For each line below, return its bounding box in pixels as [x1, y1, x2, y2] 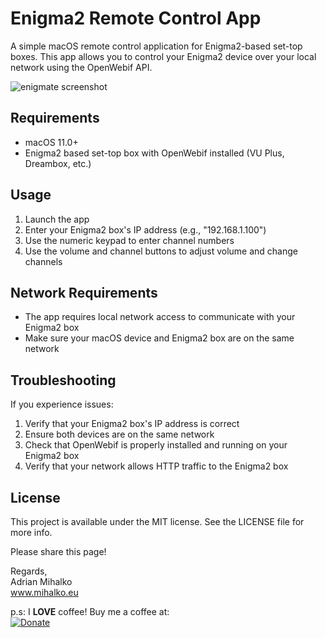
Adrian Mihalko [10, 576, 73, 587]
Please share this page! [10, 546, 107, 557]
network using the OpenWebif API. [10, 61, 153, 73]
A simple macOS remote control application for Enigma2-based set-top [10, 40, 303, 52]
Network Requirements [10, 284, 158, 301]
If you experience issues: [10, 398, 114, 411]
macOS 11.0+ [24, 136, 79, 148]
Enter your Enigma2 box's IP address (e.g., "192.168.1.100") [24, 223, 267, 236]
